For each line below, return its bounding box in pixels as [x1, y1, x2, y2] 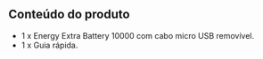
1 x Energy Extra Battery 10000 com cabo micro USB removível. [21, 30, 255, 41]
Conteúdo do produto [8, 7, 130, 22]
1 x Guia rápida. [21, 40, 78, 50]
